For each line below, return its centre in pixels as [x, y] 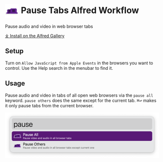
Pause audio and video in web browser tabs [49, 26]
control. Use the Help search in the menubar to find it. [59, 68]
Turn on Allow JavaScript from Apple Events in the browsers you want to [79, 63]
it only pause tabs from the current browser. [49, 105]
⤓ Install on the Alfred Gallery [35, 36]
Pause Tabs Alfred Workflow [80, 10]
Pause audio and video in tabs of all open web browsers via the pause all [79, 95]
